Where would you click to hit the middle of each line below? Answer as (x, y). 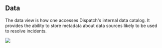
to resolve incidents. (26, 31)
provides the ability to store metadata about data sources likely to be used (81, 25)
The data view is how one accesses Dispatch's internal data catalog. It (78, 20)
